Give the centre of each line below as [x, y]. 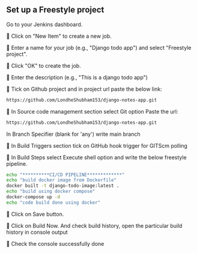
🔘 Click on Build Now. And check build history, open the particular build [94, 225]
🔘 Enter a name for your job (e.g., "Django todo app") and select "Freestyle [99, 47]
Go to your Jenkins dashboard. [44, 24]
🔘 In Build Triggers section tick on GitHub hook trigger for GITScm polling [97, 145]
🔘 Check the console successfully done [55, 243]
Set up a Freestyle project [55, 10]
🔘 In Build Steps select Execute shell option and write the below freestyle [97, 157]
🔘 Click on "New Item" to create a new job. [59, 36]
